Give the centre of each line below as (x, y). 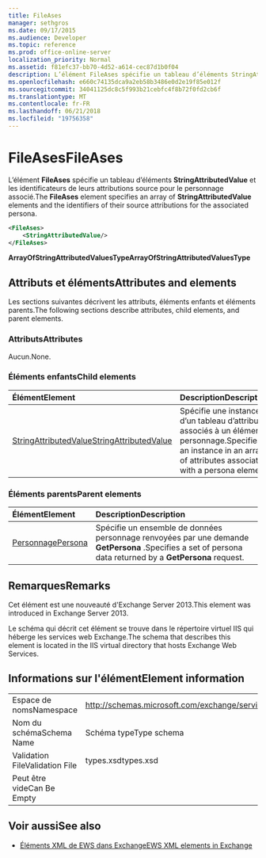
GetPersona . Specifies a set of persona (169, 547)
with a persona (207, 470)
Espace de (32, 700)
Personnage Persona (50, 543)
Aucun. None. (30, 357)
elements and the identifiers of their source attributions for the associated (129, 205)
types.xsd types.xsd (122, 760)
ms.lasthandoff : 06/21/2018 (55, 112)
